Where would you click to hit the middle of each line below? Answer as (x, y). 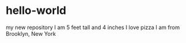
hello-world (36, 11)
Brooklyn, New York (31, 33)
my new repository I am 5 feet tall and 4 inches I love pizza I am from (93, 27)
